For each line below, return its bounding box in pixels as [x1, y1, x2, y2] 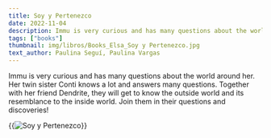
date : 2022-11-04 [8, 19, 67, 27]
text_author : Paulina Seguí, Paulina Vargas [8, 49, 161, 57]
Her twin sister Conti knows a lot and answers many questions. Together [8, 79, 250, 89]
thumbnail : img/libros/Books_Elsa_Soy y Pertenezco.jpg [8, 42, 200, 50]
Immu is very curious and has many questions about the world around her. [8, 71, 256, 80]
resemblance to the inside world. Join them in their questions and [8, 97, 226, 106]
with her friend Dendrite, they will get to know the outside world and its [8, 88, 244, 97]
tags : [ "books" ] [8, 34, 63, 43]
